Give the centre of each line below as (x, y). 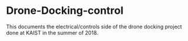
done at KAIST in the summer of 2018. (52, 32)
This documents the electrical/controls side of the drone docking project (94, 27)
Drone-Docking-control (65, 11)
